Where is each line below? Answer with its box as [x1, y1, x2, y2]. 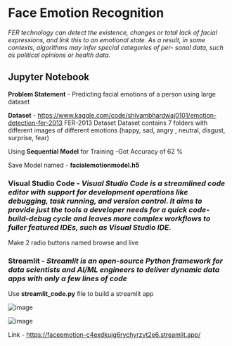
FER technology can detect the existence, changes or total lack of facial [8, 28, 217, 37]
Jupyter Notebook [8, 71, 90, 83]
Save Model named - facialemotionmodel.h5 [8, 161, 140, 169]
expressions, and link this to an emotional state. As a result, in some [8, 35, 206, 44]
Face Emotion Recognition [8, 5, 165, 21]
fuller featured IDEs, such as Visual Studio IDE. [8, 222, 172, 232]
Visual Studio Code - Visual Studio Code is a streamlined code [8, 178, 226, 188]
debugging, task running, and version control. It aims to [8, 196, 202, 206]
